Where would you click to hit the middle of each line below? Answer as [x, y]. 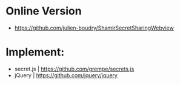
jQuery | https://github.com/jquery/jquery [66, 75]
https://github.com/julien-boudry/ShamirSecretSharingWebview [94, 28]
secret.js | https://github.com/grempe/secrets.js [74, 69]
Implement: [35, 52]
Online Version [44, 11]
